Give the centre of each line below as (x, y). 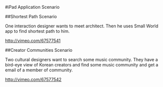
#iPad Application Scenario (32, 7)
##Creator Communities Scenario (39, 50)
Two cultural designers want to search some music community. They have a (81, 60)
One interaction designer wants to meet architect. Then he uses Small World (82, 26)
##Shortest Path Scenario (31, 16)
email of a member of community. (39, 70)
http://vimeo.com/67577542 (33, 79)
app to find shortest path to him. (37, 31)
